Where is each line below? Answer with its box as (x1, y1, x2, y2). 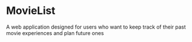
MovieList (6, 4, 56, 17)
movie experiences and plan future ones (6, 29, 104, 36)
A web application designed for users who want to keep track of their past (6, 23, 186, 30)
